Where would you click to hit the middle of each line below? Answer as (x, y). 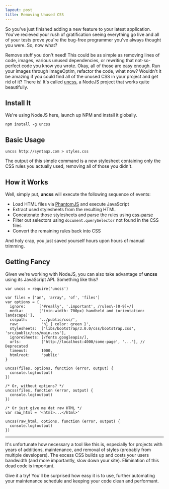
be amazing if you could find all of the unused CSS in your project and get (82, 76)
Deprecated (17, 346)
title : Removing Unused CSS (35, 15)
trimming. (15, 246)
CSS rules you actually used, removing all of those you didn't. (69, 166)
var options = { (22, 302)
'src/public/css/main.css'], (36, 333)
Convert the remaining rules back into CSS (57, 231)
